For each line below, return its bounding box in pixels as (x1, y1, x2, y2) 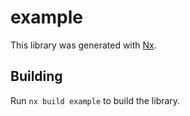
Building (10, 68, 63, 85)
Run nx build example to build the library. (10, 94, 181, 106)
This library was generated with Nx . (10, 39, 157, 51)
